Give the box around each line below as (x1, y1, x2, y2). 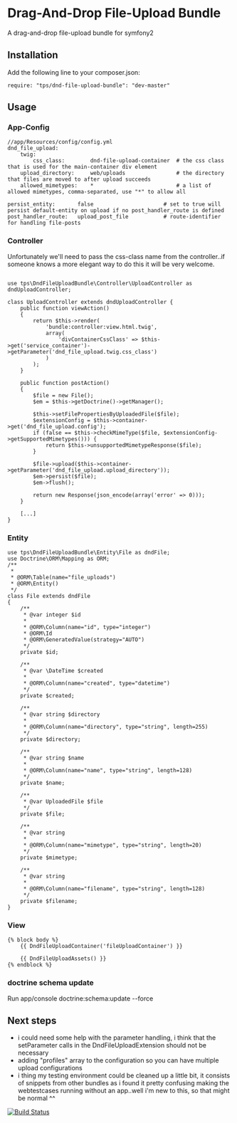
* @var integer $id (23, 611, 81, 618)
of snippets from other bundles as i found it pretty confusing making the (17, 1079, 229, 1087)
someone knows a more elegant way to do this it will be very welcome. (7, 260, 215, 268)
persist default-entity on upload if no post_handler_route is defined (7, 207, 224, 214)
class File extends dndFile (7, 593, 91, 600)
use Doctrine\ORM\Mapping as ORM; (7, 555, 110, 563)
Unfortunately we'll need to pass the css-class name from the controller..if (7, 252, 226, 260)
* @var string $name (23, 754, 84, 762)
